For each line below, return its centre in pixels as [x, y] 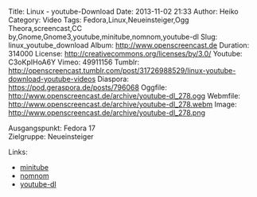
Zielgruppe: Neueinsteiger [51, 137]
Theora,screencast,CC [45, 28]
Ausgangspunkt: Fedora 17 [52, 128]
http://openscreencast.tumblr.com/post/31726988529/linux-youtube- [122, 70]
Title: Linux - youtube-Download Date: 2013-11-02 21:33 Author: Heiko [123, 12]
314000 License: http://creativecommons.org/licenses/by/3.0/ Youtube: [125, 54]
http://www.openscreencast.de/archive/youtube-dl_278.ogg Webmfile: [125, 96]
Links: [18, 152]
